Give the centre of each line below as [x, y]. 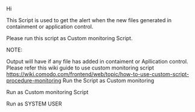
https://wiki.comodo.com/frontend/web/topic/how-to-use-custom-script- [98, 74]
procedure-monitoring [34, 81]
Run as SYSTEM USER [34, 104]
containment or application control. [50, 27]
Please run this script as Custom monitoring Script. [69, 38]
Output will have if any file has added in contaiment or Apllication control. [97, 61]
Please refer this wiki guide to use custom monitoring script [80, 68]
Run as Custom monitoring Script [47, 92]
